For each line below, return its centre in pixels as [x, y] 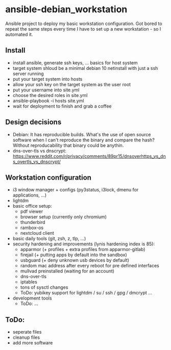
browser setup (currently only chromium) [64, 217]
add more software [33, 343]
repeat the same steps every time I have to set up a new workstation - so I [83, 29]
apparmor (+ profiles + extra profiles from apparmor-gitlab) [83, 249]
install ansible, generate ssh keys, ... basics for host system [75, 63]
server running [28, 73]
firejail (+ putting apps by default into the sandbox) [74, 255]
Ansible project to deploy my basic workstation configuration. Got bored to [84, 23]
